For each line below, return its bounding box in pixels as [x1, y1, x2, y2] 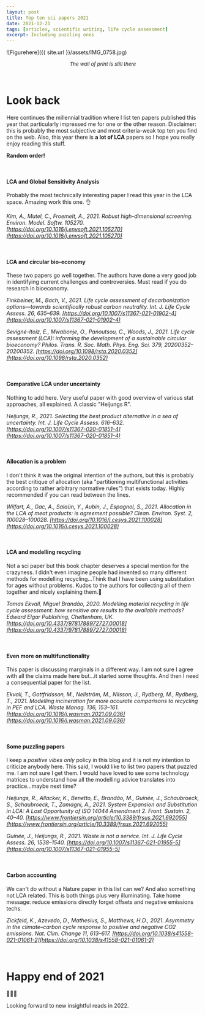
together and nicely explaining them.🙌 [6, 588, 102, 596]
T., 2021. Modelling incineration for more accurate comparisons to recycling [6, 698, 198, 705]
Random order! [6, 152, 46, 160]
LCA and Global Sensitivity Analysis [6, 177, 100, 185]
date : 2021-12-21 [6, 20, 51, 26]
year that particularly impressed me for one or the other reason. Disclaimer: [6, 120, 197, 128]
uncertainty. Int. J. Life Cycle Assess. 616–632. [6, 419, 124, 426]
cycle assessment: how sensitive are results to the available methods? [6, 607, 185, 614]
